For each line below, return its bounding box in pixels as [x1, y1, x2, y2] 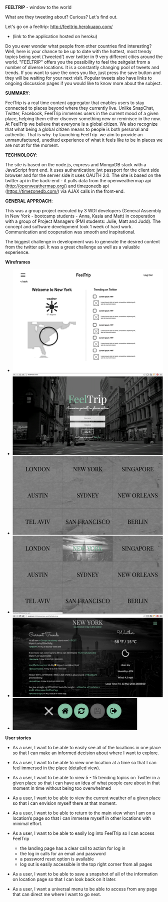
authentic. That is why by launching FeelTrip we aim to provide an [5, 132, 143, 137]
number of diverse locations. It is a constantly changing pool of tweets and [5, 65, 159, 70]
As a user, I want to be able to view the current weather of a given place [12, 795, 161, 801]
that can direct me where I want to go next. [12, 891, 101, 897]
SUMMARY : [5, 90, 30, 96]
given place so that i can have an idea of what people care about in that [12, 780, 160, 786]
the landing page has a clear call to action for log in [19, 845, 126, 851]
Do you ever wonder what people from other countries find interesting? [5, 43, 152, 49]
